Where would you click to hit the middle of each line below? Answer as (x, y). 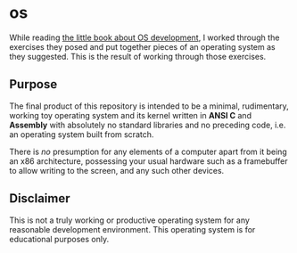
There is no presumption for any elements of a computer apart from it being (148, 151)
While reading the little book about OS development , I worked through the (144, 37)
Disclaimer (40, 199)
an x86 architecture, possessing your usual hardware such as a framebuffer (148, 161)
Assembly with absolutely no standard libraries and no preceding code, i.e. (148, 125)
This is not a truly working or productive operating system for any (129, 220)
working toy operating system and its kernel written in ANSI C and (131, 115)
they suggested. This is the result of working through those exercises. (138, 56)
